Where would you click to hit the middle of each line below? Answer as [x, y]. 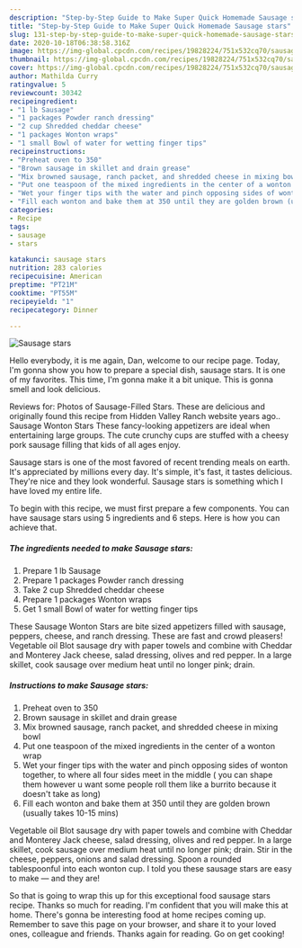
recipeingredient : [44, 101]
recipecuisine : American [56, 277]
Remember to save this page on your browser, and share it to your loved [143, 925]
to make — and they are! [55, 879]
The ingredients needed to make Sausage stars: [101, 548]
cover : [22, 68]
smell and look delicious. [55, 389]
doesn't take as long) [62, 794]
